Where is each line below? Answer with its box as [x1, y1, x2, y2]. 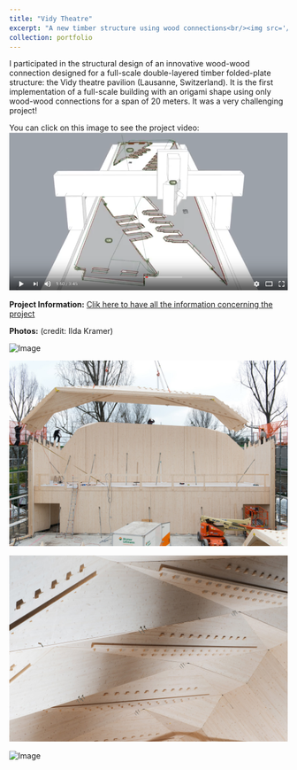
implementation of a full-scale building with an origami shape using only [9, 87, 271, 97]
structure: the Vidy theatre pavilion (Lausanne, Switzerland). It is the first [9, 77, 274, 88]
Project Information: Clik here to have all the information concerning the [9, 299, 273, 309]
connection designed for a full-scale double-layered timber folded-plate [9, 67, 271, 79]
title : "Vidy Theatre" [9, 14, 93, 23]
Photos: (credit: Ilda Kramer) [9, 325, 113, 336]
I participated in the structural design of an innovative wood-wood [9, 58, 250, 69]
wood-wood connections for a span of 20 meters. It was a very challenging [9, 96, 284, 106]
